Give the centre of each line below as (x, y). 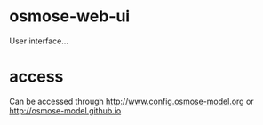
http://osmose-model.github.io (65, 110)
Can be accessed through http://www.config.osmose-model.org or (132, 101)
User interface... (39, 41)
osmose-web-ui (70, 16)
